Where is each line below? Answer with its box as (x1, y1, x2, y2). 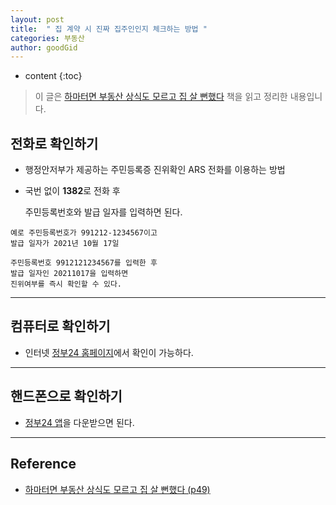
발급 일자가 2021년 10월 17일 (10, 239, 120, 249)
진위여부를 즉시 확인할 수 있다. (10, 279, 123, 290)
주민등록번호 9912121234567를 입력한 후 (10, 258, 158, 268)
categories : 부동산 (10, 33, 85, 43)
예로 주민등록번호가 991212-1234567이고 (10, 228, 158, 238)
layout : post (10, 14, 65, 25)
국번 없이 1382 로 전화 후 (24, 185, 121, 197)
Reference (10, 456, 77, 473)
